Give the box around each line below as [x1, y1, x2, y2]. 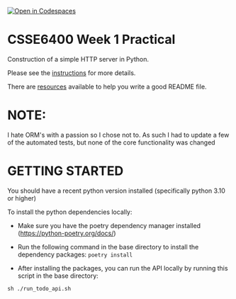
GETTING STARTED [7, 163, 124, 179]
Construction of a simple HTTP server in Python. [7, 55, 149, 63]
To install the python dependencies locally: [7, 208, 133, 216]
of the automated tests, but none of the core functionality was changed [7, 138, 215, 147]
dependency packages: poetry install [17, 250, 133, 259]
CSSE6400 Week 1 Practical [7, 32, 176, 47]
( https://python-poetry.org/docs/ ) [17, 229, 116, 237]
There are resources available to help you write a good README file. [7, 82, 207, 91]
